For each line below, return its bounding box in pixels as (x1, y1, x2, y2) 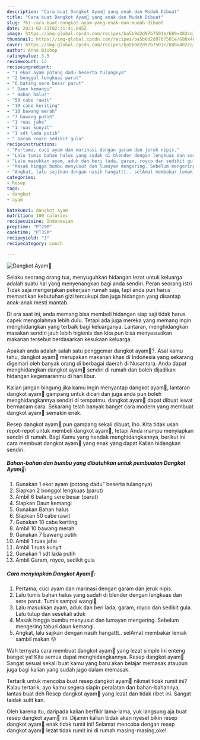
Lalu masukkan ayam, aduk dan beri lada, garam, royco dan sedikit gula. (15, 604, 192, 611)
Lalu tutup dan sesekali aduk (15, 610, 85, 618)
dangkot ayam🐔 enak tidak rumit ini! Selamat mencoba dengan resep (7, 720, 175, 728)
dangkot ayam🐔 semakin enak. (7, 409, 82, 416)
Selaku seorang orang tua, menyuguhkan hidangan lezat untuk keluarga (7, 273, 183, 281)
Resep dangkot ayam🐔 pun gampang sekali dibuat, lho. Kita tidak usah (7, 420, 179, 428)
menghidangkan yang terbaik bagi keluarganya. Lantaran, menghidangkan (7, 323, 189, 330)
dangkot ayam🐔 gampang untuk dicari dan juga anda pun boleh (7, 390, 162, 397)
